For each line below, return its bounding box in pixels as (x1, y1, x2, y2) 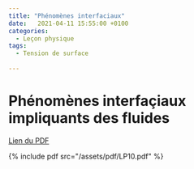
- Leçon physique (15, 34, 75, 43)
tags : (8, 42, 27, 50)
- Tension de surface (15, 49, 89, 57)
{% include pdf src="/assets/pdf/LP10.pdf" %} (8, 151, 164, 161)
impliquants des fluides (8, 109, 170, 128)
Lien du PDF (8, 135, 50, 146)
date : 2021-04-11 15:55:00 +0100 (8, 19, 129, 27)
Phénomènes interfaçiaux (8, 92, 187, 110)
